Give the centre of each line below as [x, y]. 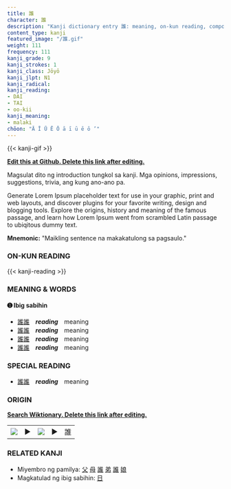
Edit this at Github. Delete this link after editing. [76, 162]
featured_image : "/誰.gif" [45, 39]
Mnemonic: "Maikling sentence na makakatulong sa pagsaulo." [97, 238]
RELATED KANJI [35, 453]
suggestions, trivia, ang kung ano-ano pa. [66, 183]
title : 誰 [21, 13]
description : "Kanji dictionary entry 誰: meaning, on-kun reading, [107, 26]
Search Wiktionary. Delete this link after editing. [77, 415]
